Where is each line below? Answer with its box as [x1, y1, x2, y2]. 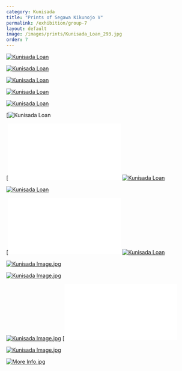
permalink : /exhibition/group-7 [6, 20, 87, 26]
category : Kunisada [6, 8, 55, 15]
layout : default [6, 25, 47, 32]
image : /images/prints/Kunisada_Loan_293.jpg [6, 31, 122, 37]
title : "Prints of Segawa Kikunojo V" [6, 14, 103, 20]
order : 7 [6, 37, 28, 43]
